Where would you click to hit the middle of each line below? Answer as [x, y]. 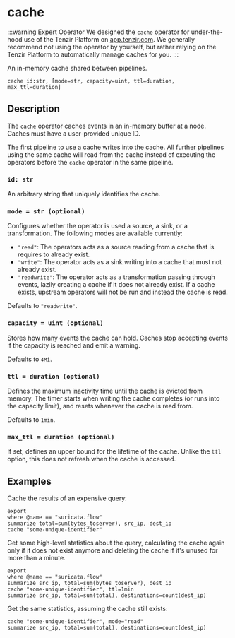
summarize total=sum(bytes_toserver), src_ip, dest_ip [90, 524]
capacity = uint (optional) [55, 323]
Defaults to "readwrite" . [42, 306]
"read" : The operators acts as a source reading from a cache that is [116, 247]
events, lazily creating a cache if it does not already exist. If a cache [116, 285]
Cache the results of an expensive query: [67, 498]
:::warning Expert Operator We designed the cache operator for [98, 32]
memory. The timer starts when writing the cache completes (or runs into [114, 398]
